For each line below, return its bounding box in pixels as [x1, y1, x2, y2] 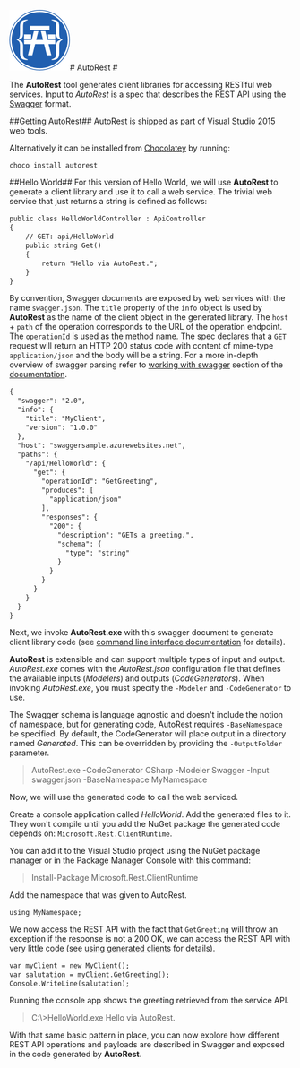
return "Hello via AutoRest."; [41, 259, 159, 268]
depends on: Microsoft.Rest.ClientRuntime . [9, 828, 173, 839]
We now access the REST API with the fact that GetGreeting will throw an [9, 924, 279, 934]
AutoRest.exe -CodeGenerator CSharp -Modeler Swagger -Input [30, 765, 270, 775]
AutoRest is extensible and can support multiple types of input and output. [9, 654, 286, 664]
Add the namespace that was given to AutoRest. [9, 890, 187, 900]
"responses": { [41, 512, 99, 521]
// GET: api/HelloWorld [25, 232, 115, 241]
